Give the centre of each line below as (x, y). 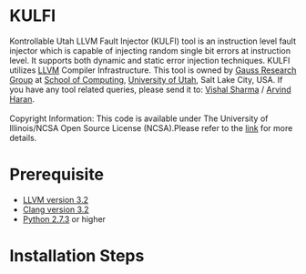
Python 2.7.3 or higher (64, 218)
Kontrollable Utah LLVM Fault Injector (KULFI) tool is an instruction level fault (153, 41)
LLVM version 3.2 (56, 199)
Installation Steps (77, 256)
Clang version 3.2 (56, 209)
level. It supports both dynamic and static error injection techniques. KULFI (150, 60)
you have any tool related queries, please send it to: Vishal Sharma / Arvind (150, 89)
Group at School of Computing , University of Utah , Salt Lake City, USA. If (146, 79)
